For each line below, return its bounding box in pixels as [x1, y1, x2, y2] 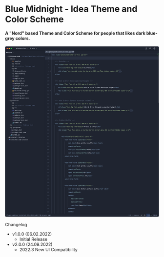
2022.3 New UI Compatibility [19, 246, 78, 252]
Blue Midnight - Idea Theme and [5, 3, 138, 15]
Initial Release [19, 236, 48, 242]
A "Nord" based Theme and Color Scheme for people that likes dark [5, 30, 145, 36]
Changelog [5, 221, 27, 227]
